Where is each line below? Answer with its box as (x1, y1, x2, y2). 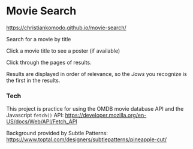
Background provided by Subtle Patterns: (6, 130, 108, 137)
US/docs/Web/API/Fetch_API (6, 118, 78, 125)
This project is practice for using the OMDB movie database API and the (6, 105, 184, 112)
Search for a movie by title (6, 35, 71, 42)
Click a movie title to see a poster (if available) (6, 47, 120, 54)
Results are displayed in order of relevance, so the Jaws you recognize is (6, 70, 187, 77)
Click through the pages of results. (6, 59, 92, 66)
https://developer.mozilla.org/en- (65, 112, 147, 119)
